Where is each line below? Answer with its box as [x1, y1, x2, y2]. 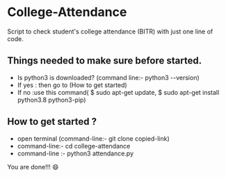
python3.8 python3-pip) [17, 95, 86, 104]
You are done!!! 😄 [7, 162, 59, 171]
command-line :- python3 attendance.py [17, 149, 134, 157]
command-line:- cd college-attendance [17, 141, 131, 150]
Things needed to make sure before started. [7, 55, 202, 67]
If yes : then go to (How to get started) [17, 81, 127, 89]
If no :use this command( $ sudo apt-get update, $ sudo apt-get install [17, 88, 220, 96]
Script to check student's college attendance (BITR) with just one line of [7, 27, 213, 36]
